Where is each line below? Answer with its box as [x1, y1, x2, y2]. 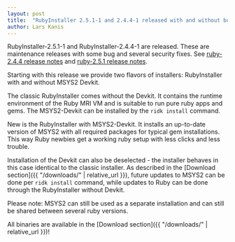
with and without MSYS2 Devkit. [7, 78, 100, 87]
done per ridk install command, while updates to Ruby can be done [7, 178, 208, 187]
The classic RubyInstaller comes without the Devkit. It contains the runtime [7, 92, 222, 100]
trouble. [7, 143, 30, 151]
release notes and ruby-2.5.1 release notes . [24, 57, 148, 66]
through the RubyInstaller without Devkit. [7, 186, 125, 194]
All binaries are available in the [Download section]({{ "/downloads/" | [7, 220, 208, 229]
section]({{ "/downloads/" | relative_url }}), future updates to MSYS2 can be [7, 171, 225, 179]
